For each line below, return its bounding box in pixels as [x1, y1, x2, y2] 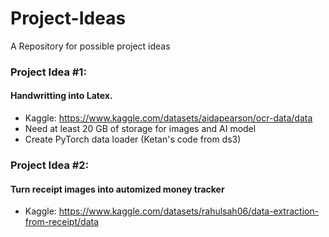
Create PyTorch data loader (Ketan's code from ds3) [24, 133, 242, 146]
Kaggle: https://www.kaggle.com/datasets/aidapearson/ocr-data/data [24, 112, 313, 124]
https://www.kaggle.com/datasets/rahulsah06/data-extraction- [58, 205, 320, 217]
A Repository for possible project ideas [10, 40, 171, 52]
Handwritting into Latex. [10, 90, 113, 102]
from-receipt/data [24, 216, 100, 228]
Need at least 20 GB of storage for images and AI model [24, 123, 257, 135]
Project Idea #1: [10, 65, 87, 79]
